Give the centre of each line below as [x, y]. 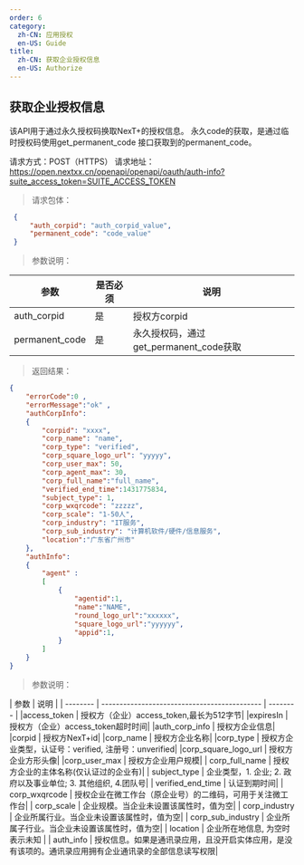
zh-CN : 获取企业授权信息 [59, 60]
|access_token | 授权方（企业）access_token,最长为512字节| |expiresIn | [154, 715]
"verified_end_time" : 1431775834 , [105, 489]
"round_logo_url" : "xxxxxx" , [127, 615]
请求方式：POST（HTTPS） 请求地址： [82, 161]
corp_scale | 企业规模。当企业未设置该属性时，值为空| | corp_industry [165, 805]
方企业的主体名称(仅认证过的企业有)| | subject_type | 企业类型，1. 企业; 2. [146, 772]
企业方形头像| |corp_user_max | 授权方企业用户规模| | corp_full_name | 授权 [149, 760]
